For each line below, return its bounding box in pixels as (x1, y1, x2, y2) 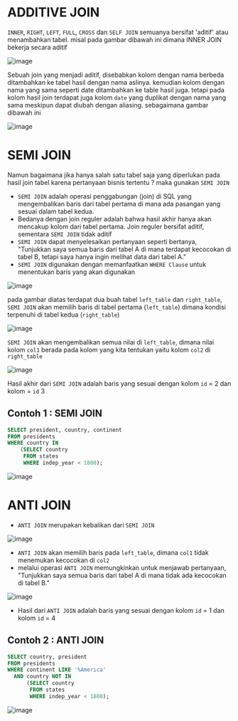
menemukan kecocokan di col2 (17, 556, 110, 564)
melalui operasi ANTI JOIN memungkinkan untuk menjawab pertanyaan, (17, 563, 227, 572)
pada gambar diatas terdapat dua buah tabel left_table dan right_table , (7, 295, 222, 303)
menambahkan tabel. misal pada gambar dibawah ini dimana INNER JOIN (7, 35, 222, 43)
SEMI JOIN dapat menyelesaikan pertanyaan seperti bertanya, (17, 237, 198, 246)
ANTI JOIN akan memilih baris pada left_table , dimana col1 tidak (17, 548, 209, 557)
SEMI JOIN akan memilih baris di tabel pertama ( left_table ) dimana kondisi (7, 302, 226, 311)
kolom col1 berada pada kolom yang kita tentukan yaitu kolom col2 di (7, 345, 211, 354)
